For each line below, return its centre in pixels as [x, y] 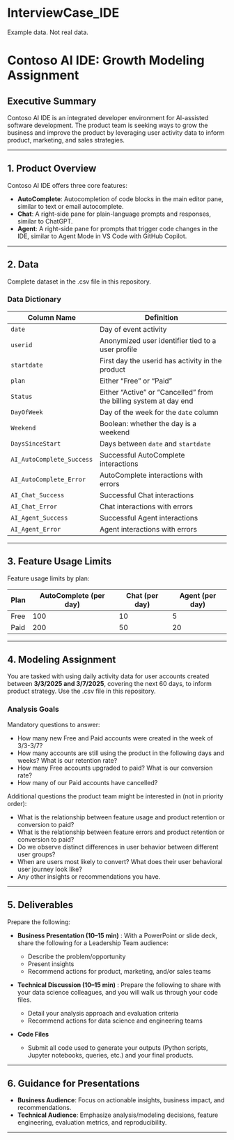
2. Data [23, 264]
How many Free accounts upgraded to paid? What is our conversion [115, 768]
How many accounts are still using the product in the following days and [120, 753]
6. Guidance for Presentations [74, 1083]
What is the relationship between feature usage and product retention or [121, 817]
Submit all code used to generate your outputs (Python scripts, [118, 1047]
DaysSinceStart [36, 444]
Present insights [51, 964]
